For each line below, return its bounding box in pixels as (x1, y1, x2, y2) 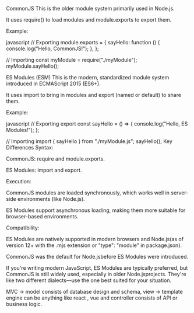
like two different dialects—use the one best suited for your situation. (6, 277, 172, 284)
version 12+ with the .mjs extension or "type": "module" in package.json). (6, 242, 182, 249)
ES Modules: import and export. (6, 166, 82, 173)
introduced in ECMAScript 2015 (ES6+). (6, 80, 101, 87)
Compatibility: (6, 224, 40, 231)
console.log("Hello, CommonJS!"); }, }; (6, 45, 99, 52)
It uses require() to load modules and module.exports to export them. (6, 16, 172, 23)
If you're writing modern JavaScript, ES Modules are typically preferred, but (6, 265, 188, 271)
